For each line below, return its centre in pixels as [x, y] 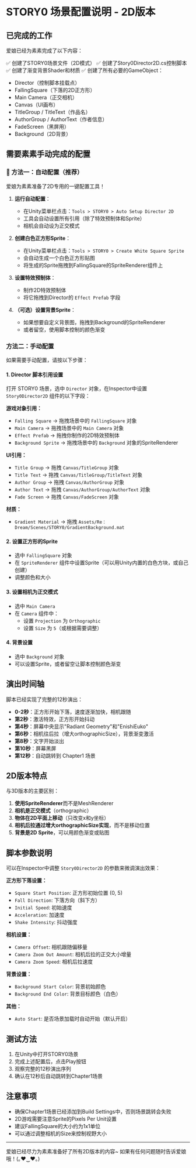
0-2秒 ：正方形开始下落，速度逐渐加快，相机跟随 [73, 712]
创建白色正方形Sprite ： [43, 238]
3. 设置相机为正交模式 [32, 592]
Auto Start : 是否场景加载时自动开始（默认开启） [73, 1019]
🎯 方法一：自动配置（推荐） [45, 172]
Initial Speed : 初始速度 [43, 908]
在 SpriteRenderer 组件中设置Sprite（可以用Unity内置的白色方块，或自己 [101, 563]
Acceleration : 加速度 [39, 915]
